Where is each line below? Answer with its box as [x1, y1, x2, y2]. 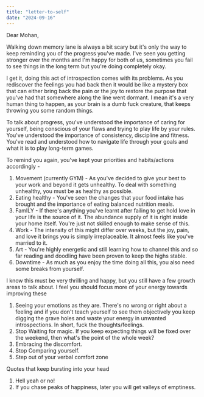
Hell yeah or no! [15, 377, 55, 384]
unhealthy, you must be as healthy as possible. [15, 187, 133, 195]
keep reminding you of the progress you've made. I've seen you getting [6, 49, 186, 57]
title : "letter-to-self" [6, 9, 69, 15]
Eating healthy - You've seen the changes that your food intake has [15, 194, 185, 201]
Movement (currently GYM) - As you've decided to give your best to [15, 174, 186, 181]
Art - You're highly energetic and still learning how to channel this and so [15, 245, 199, 253]
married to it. [15, 239, 47, 247]
